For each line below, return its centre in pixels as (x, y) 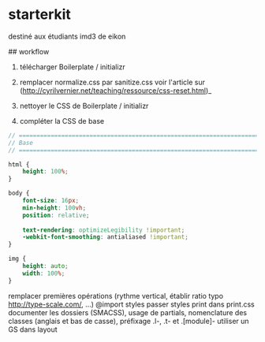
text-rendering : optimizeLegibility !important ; (104, 230)
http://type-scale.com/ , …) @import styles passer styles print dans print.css (131, 304)
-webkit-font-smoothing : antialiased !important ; (106, 237)
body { (19, 193)
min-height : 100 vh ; (54, 208)
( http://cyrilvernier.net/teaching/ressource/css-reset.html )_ (116, 90)
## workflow (29, 51)
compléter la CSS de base (62, 121)
